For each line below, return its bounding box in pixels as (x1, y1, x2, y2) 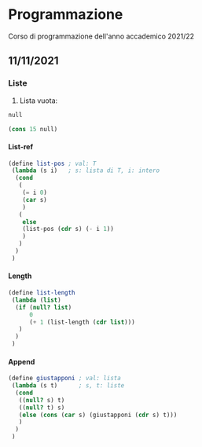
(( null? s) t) (18, 396, 65, 404)
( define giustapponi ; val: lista (8, 375, 122, 383)
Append (8, 357, 35, 366)
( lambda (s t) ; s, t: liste (11, 382, 125, 390)
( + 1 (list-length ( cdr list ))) (28, 318, 135, 326)
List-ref (8, 141, 34, 151)
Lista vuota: (19, 96, 58, 105)
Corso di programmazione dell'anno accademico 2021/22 (8, 31, 195, 41)
